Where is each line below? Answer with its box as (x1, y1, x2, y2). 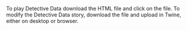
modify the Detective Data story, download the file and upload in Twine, (6, 11, 182, 18)
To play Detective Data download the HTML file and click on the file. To (6, 5, 180, 12)
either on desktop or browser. (6, 18, 79, 24)
